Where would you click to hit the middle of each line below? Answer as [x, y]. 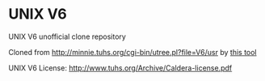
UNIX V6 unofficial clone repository [67, 36]
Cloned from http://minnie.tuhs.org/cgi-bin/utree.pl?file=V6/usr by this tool [132, 52]
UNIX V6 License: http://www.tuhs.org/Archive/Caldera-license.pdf [120, 68]
